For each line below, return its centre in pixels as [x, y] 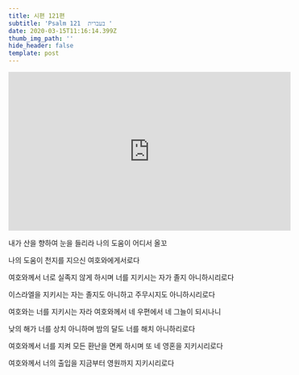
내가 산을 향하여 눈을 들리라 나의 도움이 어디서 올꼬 [88, 243]
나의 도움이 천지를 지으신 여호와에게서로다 [74, 260]
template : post [34, 53]
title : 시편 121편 [37, 16]
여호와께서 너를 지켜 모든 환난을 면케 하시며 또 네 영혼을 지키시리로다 [116, 346]
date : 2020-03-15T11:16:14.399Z [62, 31]
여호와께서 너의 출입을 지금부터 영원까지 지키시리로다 [91, 363]
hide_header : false [41, 46]
